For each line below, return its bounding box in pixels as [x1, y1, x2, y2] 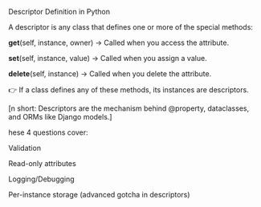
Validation [8, 144, 42, 152]
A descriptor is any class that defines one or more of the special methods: [8, 22, 253, 31]
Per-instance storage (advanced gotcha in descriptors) [8, 190, 190, 199]
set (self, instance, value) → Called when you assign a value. [8, 54, 207, 63]
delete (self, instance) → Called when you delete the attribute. [8, 69, 212, 79]
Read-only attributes [8, 159, 76, 168]
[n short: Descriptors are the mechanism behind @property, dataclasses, [8, 103, 250, 113]
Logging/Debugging [8, 174, 75, 184]
